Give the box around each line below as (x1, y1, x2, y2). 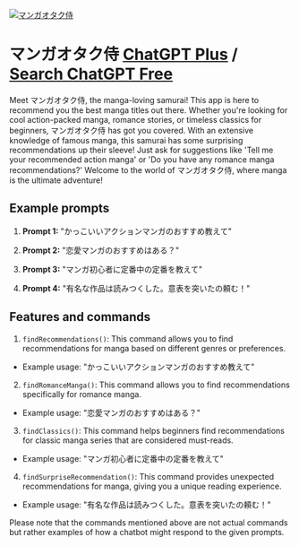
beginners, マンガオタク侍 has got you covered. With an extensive (9, 125, 254, 135)
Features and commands (9, 309, 150, 325)
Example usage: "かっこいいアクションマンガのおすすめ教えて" (21, 361, 255, 372)
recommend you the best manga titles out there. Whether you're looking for (9, 104, 288, 116)
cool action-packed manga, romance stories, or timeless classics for (9, 114, 262, 125)
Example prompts (9, 201, 110, 216)
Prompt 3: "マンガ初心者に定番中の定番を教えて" (21, 264, 203, 274)
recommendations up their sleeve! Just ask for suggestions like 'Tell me (9, 144, 274, 155)
